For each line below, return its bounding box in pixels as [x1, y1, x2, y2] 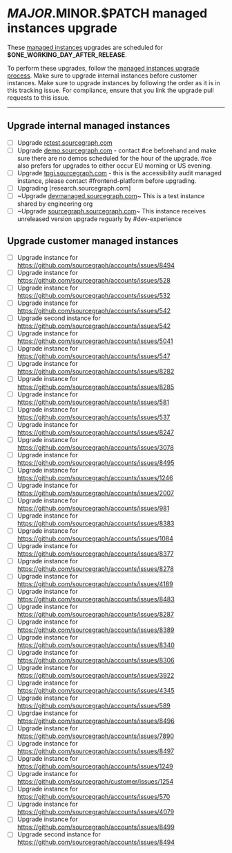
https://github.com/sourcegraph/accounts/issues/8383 [17, 519, 175, 528]
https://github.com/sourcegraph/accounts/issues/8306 [17, 656, 175, 664]
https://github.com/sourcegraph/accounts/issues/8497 [17, 747, 175, 755]
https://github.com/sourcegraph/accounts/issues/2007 [17, 489, 175, 497]
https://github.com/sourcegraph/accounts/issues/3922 [17, 671, 175, 679]
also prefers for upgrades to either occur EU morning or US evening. [17, 161, 213, 170]
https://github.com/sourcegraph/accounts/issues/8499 [17, 823, 175, 832]
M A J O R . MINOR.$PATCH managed [7, 6, 208, 21]
